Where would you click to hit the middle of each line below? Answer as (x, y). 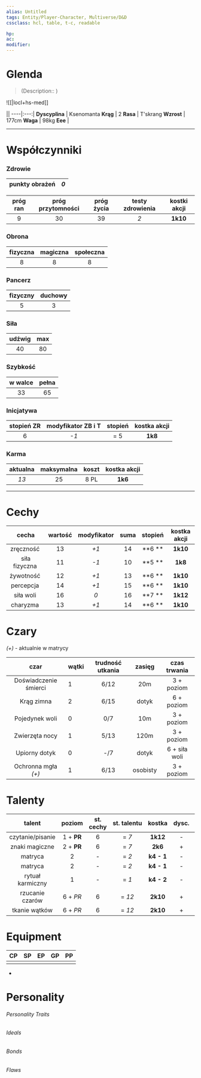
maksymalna (59, 469)
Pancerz (19, 280)
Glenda (25, 74)
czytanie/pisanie (32, 837)
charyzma (25, 605)
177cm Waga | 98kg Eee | (38, 120)
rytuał (32, 876)
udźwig (20, 339)
